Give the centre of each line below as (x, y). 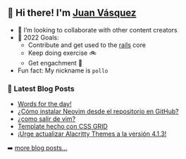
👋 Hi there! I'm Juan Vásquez (72, 13)
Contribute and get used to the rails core (87, 45)
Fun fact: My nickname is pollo (63, 70)
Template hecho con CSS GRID (62, 127)
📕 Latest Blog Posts (41, 89)
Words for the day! (44, 104)
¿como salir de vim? (46, 119)
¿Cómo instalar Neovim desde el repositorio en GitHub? (98, 112)
